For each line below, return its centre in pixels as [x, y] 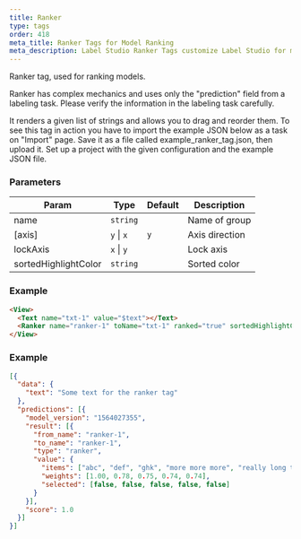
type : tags [30, 26]
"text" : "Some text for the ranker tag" [102, 393]
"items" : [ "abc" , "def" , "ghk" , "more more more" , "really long [164, 468]
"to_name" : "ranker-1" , [77, 443]
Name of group [219, 221]
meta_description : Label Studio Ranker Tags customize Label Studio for [148, 51]
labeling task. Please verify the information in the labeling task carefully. [142, 103]
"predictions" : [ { [52, 410]
